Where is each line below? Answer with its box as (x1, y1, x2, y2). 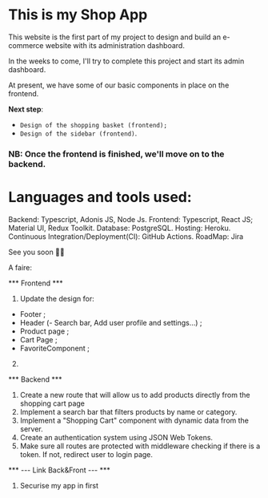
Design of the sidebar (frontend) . (19, 128, 138, 138)
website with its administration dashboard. (45, 40, 186, 50)
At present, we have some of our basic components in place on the (8, 80, 230, 90)
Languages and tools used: (8, 188, 192, 206)
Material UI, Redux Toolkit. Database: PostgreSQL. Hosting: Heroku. (8, 223, 231, 233)
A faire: (8, 262, 33, 272)
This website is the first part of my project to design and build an (8, 32, 222, 42)
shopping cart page (19, 399, 86, 408)
